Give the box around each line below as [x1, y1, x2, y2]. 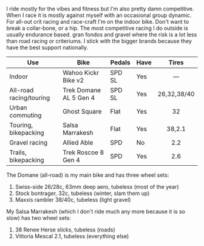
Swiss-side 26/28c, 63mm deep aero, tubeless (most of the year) [15, 183, 179, 190]
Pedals [110, 58, 131, 66]
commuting [9, 111, 42, 119]
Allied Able [63, 138, 93, 146]
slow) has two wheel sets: [6, 214, 72, 221]
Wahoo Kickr [63, 69, 100, 77]
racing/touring [9, 94, 50, 102]
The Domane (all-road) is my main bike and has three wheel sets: [6, 171, 169, 179]
